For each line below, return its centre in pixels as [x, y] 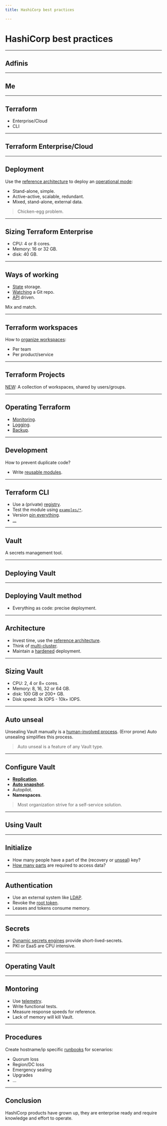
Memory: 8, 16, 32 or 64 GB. [41, 689]
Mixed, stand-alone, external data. [47, 202]
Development [27, 450]
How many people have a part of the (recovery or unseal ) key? [76, 860]
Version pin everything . [36, 515]
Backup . [21, 430]
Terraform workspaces [42, 327]
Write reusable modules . [37, 472]
